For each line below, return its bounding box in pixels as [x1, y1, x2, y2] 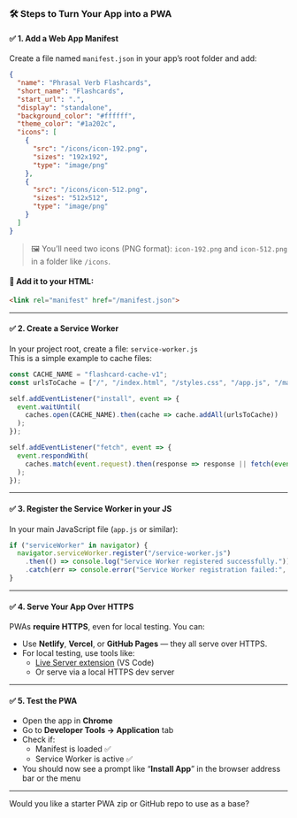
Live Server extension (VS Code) [34, 658, 155, 668]
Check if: [21, 734, 56, 745]
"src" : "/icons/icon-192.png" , [32, 144, 148, 153]
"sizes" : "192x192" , [32, 152, 109, 161]
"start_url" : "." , [17, 95, 86, 104]
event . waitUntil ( [17, 402, 81, 412]
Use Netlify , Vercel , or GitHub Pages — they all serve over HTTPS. [21, 638, 268, 649]
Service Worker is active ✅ [34, 753, 133, 764]
